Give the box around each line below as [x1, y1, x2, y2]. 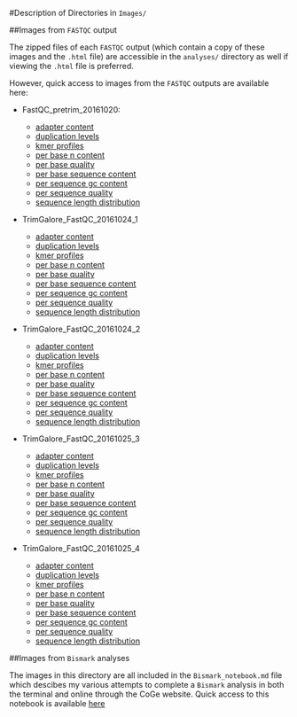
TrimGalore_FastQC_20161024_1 [21, 214, 138, 224]
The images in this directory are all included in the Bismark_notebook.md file [9, 670, 283, 681]
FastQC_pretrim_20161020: [21, 105, 121, 114]
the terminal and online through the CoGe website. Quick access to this [9, 689, 270, 699]
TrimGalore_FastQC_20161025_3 [21, 433, 140, 444]
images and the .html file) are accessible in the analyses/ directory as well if [9, 51, 289, 61]
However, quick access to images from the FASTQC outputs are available [9, 78, 270, 88]
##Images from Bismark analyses [9, 653, 130, 663]
